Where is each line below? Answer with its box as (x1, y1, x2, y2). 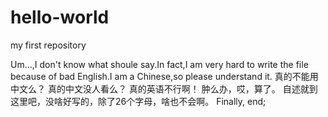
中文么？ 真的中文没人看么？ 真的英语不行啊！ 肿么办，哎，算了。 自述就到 (10, 82, 318, 95)
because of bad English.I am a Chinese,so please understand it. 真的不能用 (10, 70, 319, 82)
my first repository (10, 39, 87, 51)
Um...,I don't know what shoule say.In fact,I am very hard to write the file (10, 58, 309, 70)
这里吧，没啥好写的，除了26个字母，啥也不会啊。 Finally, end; (10, 95, 267, 107)
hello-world (10, 6, 110, 29)
